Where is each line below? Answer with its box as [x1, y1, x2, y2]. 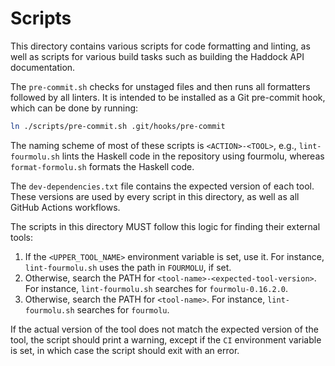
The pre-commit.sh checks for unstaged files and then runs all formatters [10, 80, 311, 92]
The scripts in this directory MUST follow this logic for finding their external [10, 220, 321, 232]
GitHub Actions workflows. [10, 201, 121, 213]
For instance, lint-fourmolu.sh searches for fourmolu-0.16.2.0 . [24, 282, 289, 294]
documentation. [10, 61, 76, 73]
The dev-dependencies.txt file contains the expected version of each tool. [10, 180, 315, 192]
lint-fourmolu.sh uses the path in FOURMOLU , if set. [24, 261, 232, 273]
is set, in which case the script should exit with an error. [10, 344, 240, 356]
